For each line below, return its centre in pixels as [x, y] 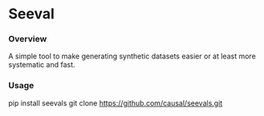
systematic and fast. [42, 65]
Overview [28, 39]
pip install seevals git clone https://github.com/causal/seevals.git [116, 103]
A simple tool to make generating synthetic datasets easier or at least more [132, 56]
